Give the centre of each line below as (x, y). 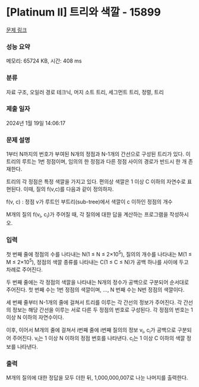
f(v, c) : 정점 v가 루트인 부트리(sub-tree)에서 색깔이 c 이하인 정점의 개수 (89, 202)
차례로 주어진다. (25, 270)
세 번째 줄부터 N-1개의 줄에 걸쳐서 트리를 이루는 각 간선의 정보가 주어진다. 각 (94, 302)
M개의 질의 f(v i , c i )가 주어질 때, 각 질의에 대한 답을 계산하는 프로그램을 (87, 215)
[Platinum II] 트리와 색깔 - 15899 (84, 12)
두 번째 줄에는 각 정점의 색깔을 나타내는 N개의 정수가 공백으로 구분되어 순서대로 (97, 282)
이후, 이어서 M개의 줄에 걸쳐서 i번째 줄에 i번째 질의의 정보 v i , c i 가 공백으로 (91, 330)
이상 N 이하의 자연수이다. (35, 317)
